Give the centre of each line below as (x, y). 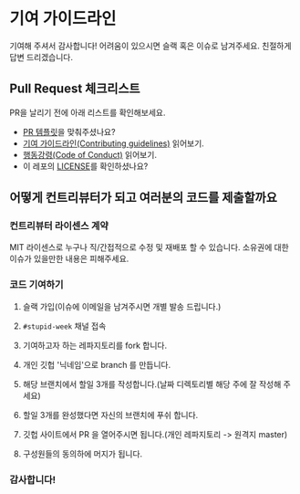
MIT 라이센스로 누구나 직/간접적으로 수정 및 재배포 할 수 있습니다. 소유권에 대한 (149, 247)
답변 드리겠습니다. (41, 57)
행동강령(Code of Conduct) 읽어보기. (90, 154)
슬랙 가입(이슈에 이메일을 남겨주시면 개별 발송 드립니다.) (122, 306)
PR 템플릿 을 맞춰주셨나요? (69, 131)
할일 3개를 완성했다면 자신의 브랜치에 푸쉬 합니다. (110, 415)
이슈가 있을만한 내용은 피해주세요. (69, 259)
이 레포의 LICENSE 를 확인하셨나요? (85, 166)
